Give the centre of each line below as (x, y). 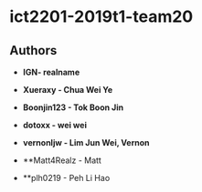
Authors (33, 51)
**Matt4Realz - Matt (62, 160)
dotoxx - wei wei (54, 125)
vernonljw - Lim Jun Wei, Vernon (86, 142)
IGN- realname (51, 72)
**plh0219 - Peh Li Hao (66, 178)
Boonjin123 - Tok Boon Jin (73, 107)
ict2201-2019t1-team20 (101, 17)
